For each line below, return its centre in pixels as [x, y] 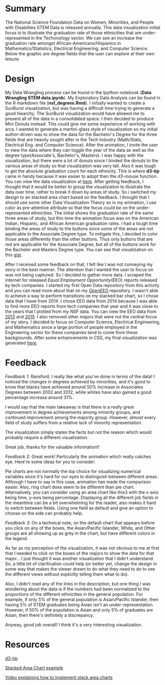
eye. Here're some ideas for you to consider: [50, 462]
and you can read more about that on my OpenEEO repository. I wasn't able [82, 290]
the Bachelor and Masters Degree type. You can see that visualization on [79, 249]
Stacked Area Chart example [34, 668]
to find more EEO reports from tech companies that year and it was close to [82, 306]
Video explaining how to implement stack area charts [59, 677]
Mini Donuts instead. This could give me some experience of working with [80, 124]
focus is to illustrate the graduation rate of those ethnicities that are [73, 33]
